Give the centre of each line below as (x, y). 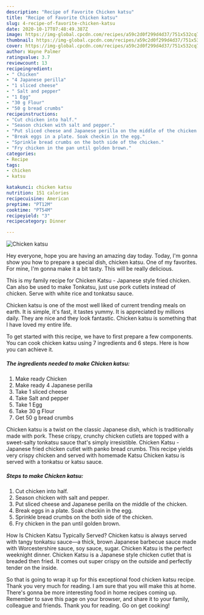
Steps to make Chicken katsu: (45, 475)
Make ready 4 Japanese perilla (54, 385)
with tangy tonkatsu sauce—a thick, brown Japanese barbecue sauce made (101, 542)
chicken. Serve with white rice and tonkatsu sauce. (70, 294)
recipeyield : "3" (28, 216)
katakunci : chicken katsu (39, 187)
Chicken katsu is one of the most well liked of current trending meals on (96, 305)
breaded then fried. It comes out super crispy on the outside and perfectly (99, 561)
